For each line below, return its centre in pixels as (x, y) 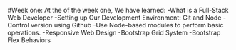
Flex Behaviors (29, 40)
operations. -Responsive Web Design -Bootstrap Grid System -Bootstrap (114, 32)
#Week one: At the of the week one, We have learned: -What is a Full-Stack (118, 10)
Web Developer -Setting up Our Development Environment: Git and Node (114, 18)
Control (19, 25)
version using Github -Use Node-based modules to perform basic (127, 25)
